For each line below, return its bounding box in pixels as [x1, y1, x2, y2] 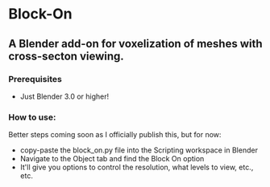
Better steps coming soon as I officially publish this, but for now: [8, 130, 222, 140]
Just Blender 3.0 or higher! [19, 91, 110, 101]
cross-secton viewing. [8, 49, 125, 63]
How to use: [8, 112, 56, 123]
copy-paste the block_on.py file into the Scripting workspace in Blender [19, 145, 258, 155]
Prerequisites [8, 73, 62, 84]
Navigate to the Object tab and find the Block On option [19, 154, 205, 164]
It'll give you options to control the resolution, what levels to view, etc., [19, 162, 254, 173]
